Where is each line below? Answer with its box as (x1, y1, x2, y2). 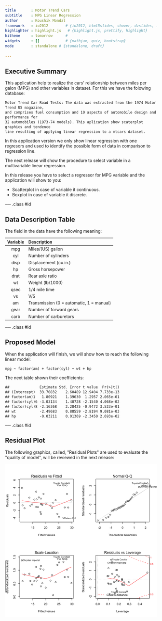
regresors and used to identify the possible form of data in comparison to (5, 143, 151, 149)
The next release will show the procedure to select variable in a (5, 158, 131, 163)
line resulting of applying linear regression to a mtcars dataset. (5, 129, 146, 134)
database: (5, 90, 25, 96)
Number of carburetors (28, 313, 74, 319)
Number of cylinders (28, 253, 69, 259)
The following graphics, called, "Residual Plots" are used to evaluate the (5, 449, 148, 455)
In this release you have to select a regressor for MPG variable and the (5, 172, 145, 178)
